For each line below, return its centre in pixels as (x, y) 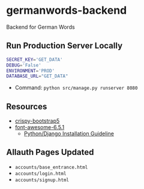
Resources (27, 106)
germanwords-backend (67, 10)
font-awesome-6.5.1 (40, 127)
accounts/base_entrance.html (51, 167)
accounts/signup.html (42, 180)
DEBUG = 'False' (24, 65)
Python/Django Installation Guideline (69, 134)
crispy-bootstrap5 (37, 121)
